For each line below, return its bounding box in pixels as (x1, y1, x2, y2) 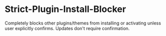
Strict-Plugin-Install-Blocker (5, 3, 126, 15)
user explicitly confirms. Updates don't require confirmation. (5, 25, 130, 31)
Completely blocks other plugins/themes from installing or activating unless (5, 20, 161, 26)
